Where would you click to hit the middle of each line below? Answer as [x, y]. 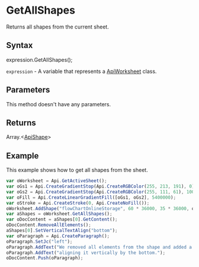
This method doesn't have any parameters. [59, 104]
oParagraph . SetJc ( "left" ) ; [39, 241]
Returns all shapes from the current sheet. [58, 27]
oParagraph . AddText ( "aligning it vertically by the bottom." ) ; [86, 253]
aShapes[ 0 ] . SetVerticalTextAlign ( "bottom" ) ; [62, 231]
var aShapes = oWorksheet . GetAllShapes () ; [59, 214]
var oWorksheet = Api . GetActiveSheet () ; [57, 181]
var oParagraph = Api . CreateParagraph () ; [58, 236]
